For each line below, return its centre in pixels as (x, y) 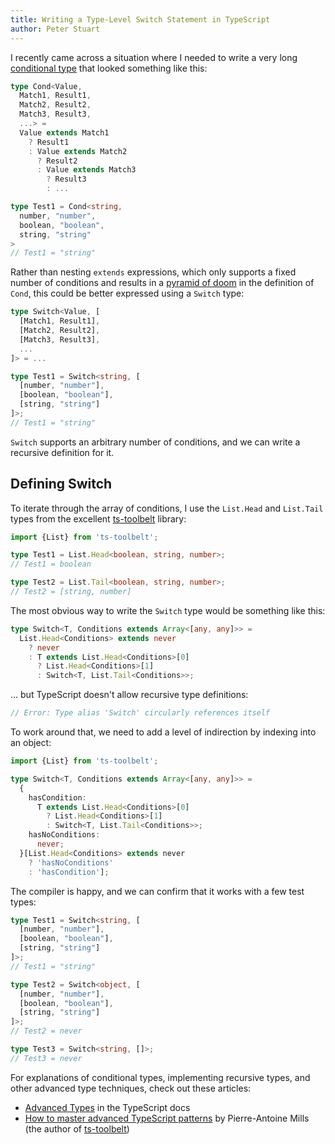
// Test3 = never (46, 1058)
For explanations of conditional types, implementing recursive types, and (160, 1077)
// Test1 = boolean (51, 564)
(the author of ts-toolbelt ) (77, 1128)
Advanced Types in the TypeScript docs (107, 1107)
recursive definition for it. (62, 452)
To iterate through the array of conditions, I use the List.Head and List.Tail (167, 508)
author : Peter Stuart (55, 29)
